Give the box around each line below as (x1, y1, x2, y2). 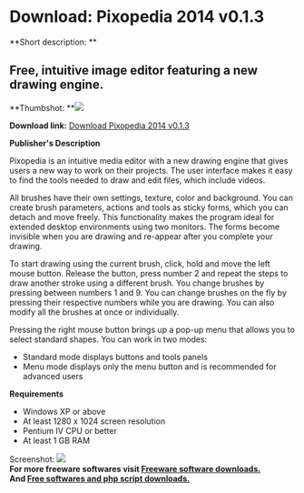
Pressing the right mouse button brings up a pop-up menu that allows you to (9, 324, 295, 335)
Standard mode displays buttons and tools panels (22, 351, 209, 362)
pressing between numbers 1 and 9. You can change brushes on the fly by (9, 287, 288, 297)
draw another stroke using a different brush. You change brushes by (9, 277, 265, 288)
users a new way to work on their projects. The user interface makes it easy (9, 165, 293, 176)
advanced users (22, 370, 83, 381)
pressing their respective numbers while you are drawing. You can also (9, 297, 275, 307)
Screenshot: (9, 453, 55, 465)
